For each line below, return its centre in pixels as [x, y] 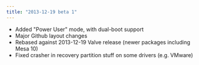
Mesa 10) [26, 49]
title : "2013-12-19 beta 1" [42, 12]
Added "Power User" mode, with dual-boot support [79, 29]
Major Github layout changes [51, 36]
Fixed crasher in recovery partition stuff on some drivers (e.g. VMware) [104, 55]
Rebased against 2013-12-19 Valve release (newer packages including [103, 42]
